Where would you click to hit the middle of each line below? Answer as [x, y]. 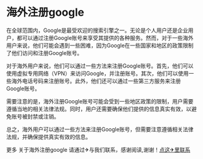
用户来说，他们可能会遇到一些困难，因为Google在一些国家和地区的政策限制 [100, 45]
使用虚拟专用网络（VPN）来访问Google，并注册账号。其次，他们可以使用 [98, 73]
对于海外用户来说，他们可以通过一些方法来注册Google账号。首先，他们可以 [100, 66]
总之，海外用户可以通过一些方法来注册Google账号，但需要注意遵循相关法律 [100, 129]
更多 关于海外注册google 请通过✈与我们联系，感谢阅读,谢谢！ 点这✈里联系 [98, 149]
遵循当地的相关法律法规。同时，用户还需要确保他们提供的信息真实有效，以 [99, 109]
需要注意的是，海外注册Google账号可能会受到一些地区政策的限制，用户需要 [100, 101]
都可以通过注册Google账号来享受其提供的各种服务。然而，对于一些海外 [105, 37]
